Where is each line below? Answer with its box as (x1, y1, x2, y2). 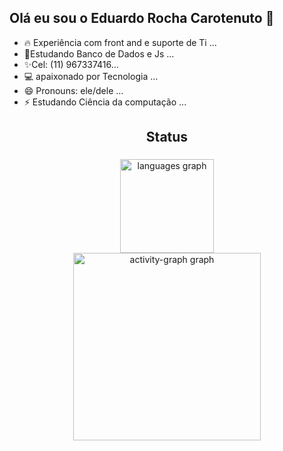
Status (145, 129, 189, 146)
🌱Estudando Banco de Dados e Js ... (23, 47, 175, 60)
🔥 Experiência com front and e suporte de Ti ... (23, 36, 217, 48)
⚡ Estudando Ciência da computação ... (23, 96, 187, 108)
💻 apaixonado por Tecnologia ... (23, 70, 159, 82)
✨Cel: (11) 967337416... (23, 58, 119, 70)
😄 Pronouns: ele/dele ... (23, 84, 124, 96)
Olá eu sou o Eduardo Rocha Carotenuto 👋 (9, 10, 275, 27)
